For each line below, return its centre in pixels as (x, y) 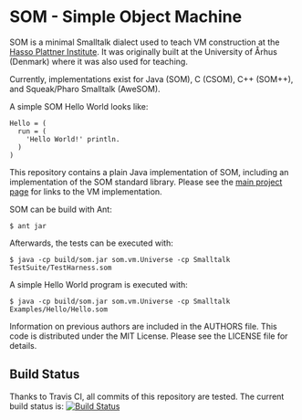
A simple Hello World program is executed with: (99, 284)
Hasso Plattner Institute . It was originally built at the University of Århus (144, 51)
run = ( (32, 131)
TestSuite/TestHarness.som (61, 268)
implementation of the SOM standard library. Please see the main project (146, 182)
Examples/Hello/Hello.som (58, 309)
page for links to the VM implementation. (86, 191)
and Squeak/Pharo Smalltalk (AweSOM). (85, 89)
